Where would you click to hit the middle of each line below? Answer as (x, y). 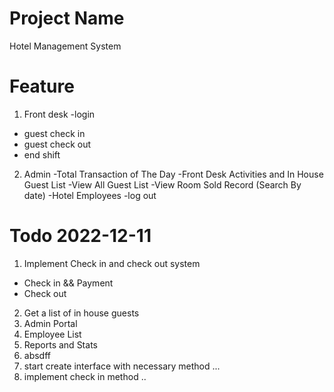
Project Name (67, 18)
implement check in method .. (85, 376)
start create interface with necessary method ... (122, 366)
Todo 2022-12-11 (80, 236)
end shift (42, 154)
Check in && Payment (68, 283)
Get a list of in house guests (81, 313)
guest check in (54, 133)
